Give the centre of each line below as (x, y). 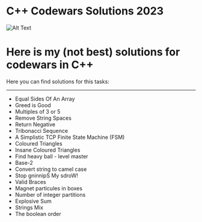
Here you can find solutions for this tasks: (58, 81)
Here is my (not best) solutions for (93, 52)
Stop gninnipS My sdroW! (46, 175)
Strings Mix (29, 207)
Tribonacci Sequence (41, 131)
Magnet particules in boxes (49, 188)
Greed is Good (33, 105)
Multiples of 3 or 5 (38, 111)
